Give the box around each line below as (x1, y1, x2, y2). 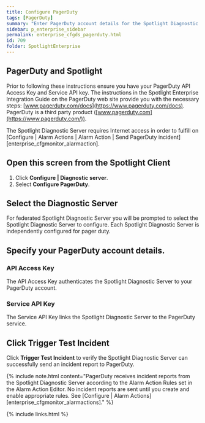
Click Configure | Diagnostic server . (15, 174, 108, 181)
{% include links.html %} (6, 411, 69, 418)
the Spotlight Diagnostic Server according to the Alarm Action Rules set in (6, 379, 193, 387)
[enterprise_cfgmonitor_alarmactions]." (6, 398, 105, 406)
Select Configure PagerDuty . (15, 180, 90, 188)
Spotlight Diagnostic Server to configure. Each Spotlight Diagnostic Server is (6, 221, 199, 228)
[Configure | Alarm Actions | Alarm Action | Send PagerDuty (6, 133, 157, 141)
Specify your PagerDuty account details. (6, 245, 165, 255)
